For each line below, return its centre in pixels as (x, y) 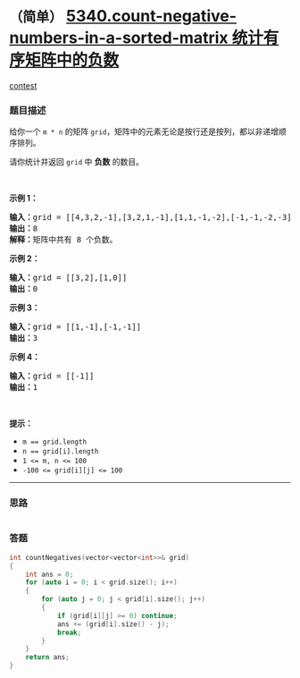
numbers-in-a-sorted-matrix (119, 38)
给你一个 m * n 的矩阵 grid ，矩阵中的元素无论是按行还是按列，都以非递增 (144, 131)
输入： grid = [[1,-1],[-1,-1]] (75, 327)
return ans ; (47, 657)
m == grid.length (54, 442)
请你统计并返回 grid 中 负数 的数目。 (77, 162)
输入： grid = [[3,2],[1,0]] (68, 278)
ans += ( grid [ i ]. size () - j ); (113, 624)
